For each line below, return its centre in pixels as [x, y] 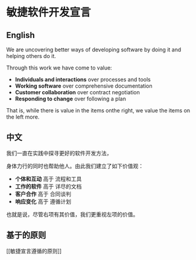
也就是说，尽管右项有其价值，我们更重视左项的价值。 [72, 214]
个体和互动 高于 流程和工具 [48, 178]
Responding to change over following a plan [71, 99]
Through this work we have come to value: [59, 68]
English [21, 35]
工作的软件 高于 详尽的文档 [48, 186]
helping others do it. [31, 56]
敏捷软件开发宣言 [49, 12]
